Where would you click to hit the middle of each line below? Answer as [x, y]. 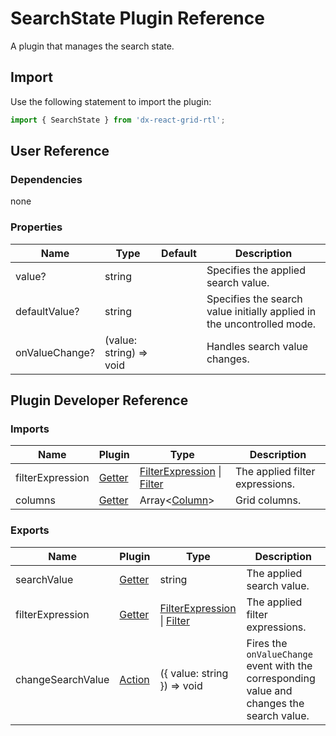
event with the [279, 665]
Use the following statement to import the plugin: [111, 101]
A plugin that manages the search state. [92, 46]
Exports [30, 530]
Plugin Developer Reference [99, 400]
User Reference [60, 151]
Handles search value [257, 346]
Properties [36, 227]
